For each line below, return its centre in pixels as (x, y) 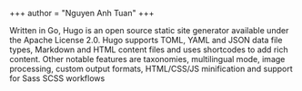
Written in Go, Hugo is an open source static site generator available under (149, 30)
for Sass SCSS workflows (57, 78)
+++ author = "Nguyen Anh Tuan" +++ (82, 13)
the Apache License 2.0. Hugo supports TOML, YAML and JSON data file (146, 40)
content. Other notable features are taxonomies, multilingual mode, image (147, 59)
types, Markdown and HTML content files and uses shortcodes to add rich (149, 50)
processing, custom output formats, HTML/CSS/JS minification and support (151, 68)
